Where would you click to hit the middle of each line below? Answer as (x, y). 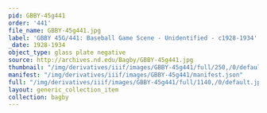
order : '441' (30, 23)
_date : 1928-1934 (37, 45)
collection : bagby (39, 97)
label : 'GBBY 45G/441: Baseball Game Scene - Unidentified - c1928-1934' (133, 38)
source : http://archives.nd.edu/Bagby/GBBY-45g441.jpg (101, 60)
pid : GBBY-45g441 (37, 16)
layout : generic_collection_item (64, 90)
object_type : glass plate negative (67, 53)
